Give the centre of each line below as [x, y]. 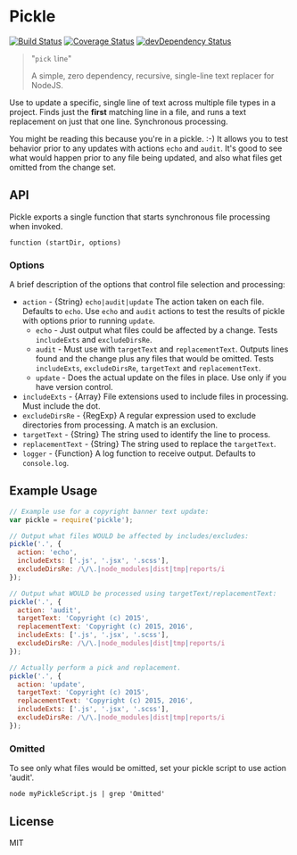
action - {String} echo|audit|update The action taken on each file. [143, 302]
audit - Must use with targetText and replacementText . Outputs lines [162, 349]
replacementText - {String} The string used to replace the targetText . [149, 444]
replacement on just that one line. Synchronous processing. [119, 121]
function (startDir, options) [66, 243]
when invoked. [36, 226]
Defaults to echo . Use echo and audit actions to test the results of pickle [153, 311]
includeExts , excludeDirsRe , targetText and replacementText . [148, 369]
